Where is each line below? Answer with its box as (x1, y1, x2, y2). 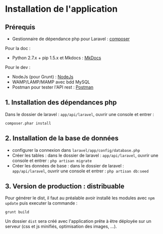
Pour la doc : (5, 46, 31, 51)
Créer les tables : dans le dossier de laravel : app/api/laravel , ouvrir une (12, 152, 159, 158)
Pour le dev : (5, 65, 31, 70)
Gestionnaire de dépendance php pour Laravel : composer (12, 36, 130, 42)
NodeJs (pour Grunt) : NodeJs (12, 74, 74, 79)
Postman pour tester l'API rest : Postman (12, 84, 94, 90)
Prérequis (5, 23, 36, 31)
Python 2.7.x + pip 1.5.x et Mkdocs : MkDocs (12, 55, 102, 61)
